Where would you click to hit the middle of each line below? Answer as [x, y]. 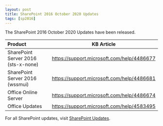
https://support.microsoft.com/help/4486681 [104, 79]
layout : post [18, 9]
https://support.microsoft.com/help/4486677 [104, 59]
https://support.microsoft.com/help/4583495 [104, 106]
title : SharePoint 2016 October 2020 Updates [52, 14]
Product [17, 44]
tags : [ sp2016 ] [20, 18]
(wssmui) [18, 84]
